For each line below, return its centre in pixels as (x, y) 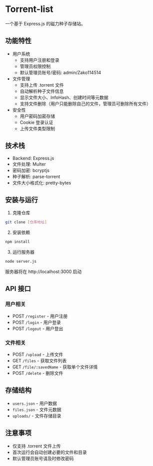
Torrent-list (29, 9)
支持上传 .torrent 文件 (42, 85)
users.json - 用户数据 (35, 403)
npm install (17, 242)
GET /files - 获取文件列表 (39, 360)
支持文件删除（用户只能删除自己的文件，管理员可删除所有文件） (85, 104)
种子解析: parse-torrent (36, 176)
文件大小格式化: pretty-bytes (42, 182)
